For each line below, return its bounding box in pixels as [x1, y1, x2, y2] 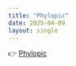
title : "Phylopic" [8, 11, 69, 20]
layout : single [8, 26, 59, 34]
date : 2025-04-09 [8, 19, 66, 27]
